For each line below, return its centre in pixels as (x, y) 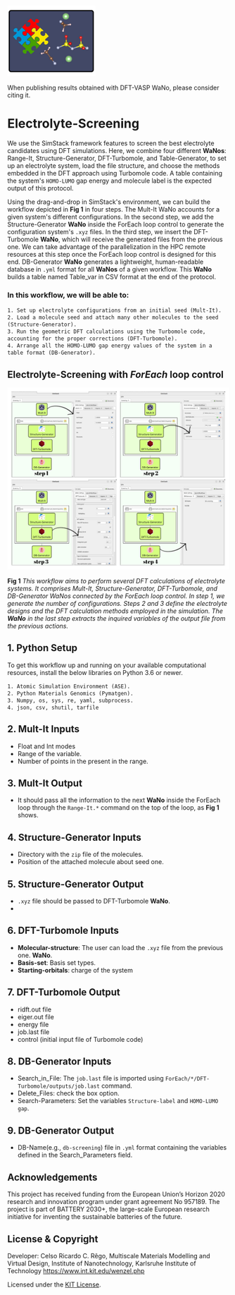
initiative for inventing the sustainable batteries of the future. (95, 1217)
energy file (33, 1024)
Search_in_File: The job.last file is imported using (90, 1078)
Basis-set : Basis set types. (57, 962)
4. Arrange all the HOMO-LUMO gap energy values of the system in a (110, 346)
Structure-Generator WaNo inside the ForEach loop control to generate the (116, 224)
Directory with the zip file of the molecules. (80, 854)
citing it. (19, 95)
